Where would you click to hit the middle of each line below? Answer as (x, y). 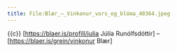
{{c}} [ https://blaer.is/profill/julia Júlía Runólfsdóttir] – (84, 33)
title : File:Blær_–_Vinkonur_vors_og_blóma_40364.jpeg (89, 14)
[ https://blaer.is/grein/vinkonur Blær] (60, 41)
